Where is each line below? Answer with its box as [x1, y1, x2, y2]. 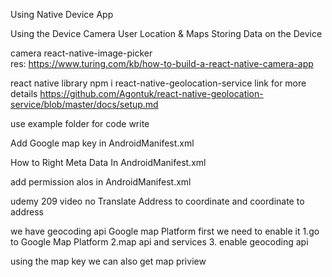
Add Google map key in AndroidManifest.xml [10, 137, 195, 149]
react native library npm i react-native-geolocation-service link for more [10, 77, 307, 89]
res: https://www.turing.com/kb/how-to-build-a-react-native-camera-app [10, 58, 314, 69]
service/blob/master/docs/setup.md [10, 99, 159, 110]
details [10, 88, 38, 99]
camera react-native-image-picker [10, 47, 153, 59]
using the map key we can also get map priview [10, 255, 207, 267]
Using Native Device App [10, 9, 114, 20]
